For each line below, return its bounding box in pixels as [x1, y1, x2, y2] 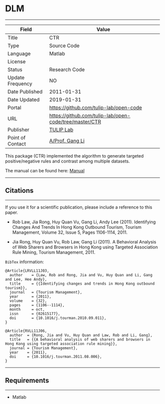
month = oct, [9, 307, 45, 312]
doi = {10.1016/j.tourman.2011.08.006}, [9, 354, 102, 359]
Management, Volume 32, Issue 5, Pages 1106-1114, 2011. [12, 229, 128, 235]
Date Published [7, 88, 43, 95]
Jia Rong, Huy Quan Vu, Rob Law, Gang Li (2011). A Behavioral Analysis [12, 239, 156, 244]
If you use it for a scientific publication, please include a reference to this [5, 204, 152, 210]
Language [7, 50, 31, 57]
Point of [7, 134, 26, 141]
